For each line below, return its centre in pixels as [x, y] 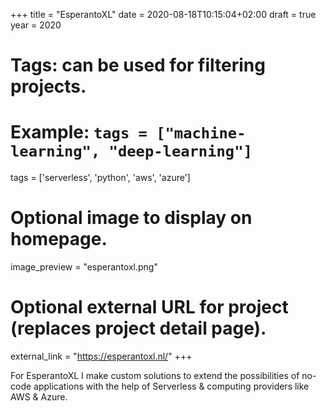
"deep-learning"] [180, 151]
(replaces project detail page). [138, 328]
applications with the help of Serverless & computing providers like [171, 386]
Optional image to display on [131, 218]
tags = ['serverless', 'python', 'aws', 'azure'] [100, 178]
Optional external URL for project [149, 307]
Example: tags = [79, 132]
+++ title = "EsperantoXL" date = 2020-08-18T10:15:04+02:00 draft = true [163, 14]
